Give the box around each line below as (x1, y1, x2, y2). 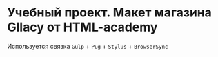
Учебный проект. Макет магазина (7, 5, 212, 21)
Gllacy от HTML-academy (7, 19, 158, 35)
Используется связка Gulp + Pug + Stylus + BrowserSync (7, 42, 168, 50)
